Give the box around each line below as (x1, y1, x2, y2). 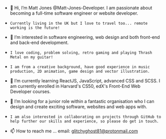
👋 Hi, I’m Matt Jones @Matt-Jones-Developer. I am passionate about (10, 5, 152, 11)
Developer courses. (10, 88, 51, 95)
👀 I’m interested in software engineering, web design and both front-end (10, 34, 160, 40)
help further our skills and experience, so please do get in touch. (10, 119, 159, 124)
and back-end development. (10, 39, 69, 45)
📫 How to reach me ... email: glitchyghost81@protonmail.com (10, 128, 138, 134)
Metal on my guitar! (10, 55, 53, 60)
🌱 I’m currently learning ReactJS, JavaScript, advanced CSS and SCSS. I (10, 78, 160, 83)
